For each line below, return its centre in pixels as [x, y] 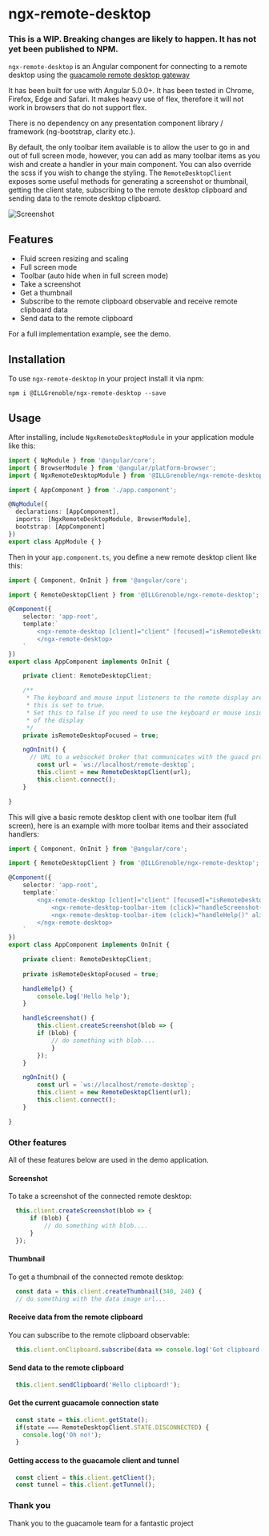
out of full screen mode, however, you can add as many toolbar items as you [134, 156]
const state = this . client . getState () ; [82, 1420]
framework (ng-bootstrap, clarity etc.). [72, 132]
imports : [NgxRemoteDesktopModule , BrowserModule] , [104, 519]
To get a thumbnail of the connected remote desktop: [96, 1277]
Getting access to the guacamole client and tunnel [94, 1460]
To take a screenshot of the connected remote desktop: [100, 1196]
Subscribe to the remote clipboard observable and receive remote [128, 301]
